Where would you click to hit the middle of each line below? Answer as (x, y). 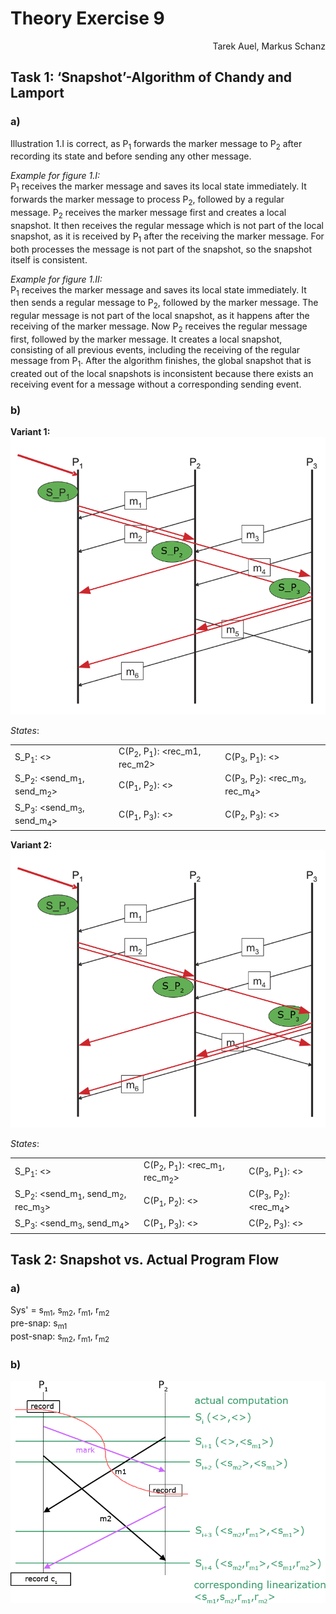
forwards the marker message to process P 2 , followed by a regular (147, 200)
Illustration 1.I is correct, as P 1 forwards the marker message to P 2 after (156, 144)
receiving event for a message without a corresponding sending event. (156, 384)
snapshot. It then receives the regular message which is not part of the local (167, 225)
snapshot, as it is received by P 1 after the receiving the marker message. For (167, 237)
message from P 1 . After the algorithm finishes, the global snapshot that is (161, 362)
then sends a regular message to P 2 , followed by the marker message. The (164, 304)
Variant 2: (31, 845)
